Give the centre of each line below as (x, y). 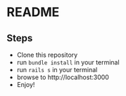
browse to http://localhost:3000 (63, 77)
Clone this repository (47, 55)
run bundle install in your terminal (68, 62)
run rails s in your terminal (57, 70)
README (33, 12)
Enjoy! (26, 84)
